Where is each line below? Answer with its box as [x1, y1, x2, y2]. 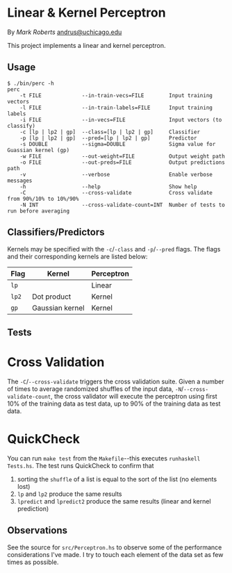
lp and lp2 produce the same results [17, 490, 122, 498]
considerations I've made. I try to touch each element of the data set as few [7, 550, 224, 558]
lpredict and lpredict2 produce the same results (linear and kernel [17, 497, 211, 505]
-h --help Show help [19, 183, 197, 190]
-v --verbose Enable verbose [19, 171, 213, 178]
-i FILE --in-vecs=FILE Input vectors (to [19, 116, 222, 123]
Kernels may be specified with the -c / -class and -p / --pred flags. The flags [7, 244, 221, 253]
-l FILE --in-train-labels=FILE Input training [19, 104, 213, 111]
